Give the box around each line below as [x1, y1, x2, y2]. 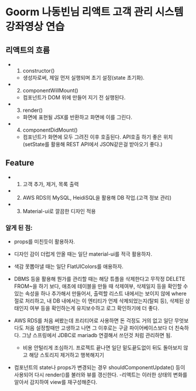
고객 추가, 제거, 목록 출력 [22, 180, 80, 187]
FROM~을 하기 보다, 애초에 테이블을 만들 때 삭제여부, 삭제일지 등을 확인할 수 [13, 283, 188, 290]
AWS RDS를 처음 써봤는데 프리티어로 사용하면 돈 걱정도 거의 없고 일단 [13, 317, 173, 324]
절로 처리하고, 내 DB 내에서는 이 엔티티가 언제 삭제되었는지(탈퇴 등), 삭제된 [13, 297, 184, 304]
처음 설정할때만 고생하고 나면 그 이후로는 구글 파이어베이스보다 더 [25, 324, 174, 331]
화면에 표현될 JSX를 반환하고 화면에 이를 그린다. [22, 114, 133, 121]
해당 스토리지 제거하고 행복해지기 [29, 352, 105, 359]
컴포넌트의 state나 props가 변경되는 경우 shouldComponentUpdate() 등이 [13, 364, 185, 371]
